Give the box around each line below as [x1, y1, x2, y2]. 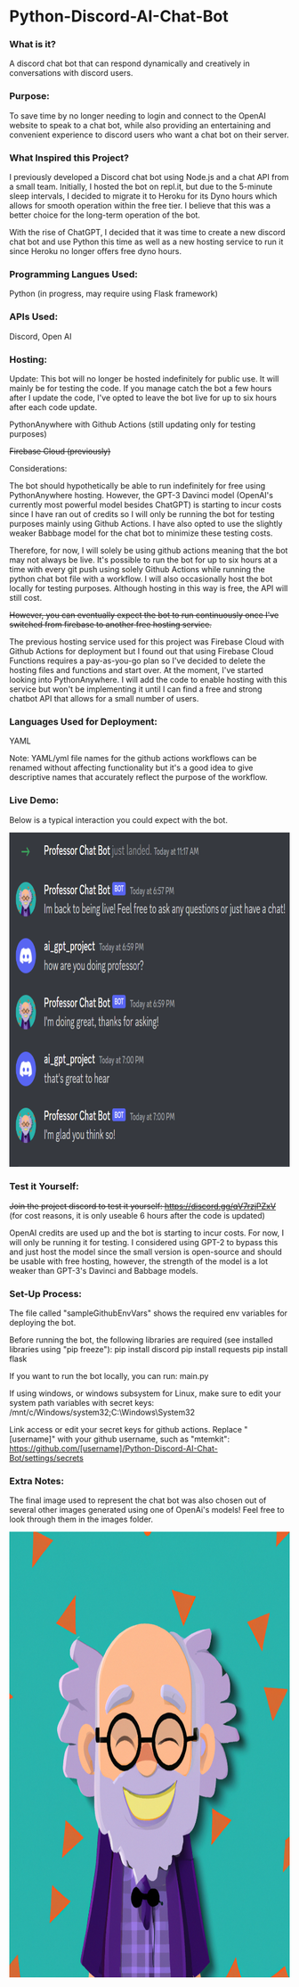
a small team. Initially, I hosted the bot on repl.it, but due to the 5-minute [9, 181, 273, 193]
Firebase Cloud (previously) [9, 446, 111, 456]
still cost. [9, 592, 43, 603]
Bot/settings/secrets [9, 1453, 85, 1464]
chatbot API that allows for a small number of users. [9, 693, 199, 703]
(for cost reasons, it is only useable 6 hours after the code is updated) [9, 1210, 265, 1220]
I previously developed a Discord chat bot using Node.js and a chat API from [9, 172, 289, 183]
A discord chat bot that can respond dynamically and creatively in [9, 58, 251, 69]
